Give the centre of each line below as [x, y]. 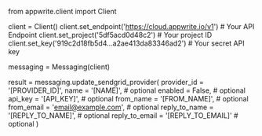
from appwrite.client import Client [62, 11]
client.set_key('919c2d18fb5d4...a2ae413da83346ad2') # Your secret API [126, 43]
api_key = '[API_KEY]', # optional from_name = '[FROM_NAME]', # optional [128, 99]
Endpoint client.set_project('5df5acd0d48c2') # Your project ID [110, 35]
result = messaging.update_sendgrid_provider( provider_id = [106, 82]
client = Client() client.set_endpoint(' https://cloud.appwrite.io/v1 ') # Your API [131, 26]
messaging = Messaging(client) [59, 67]
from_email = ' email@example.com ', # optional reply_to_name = [111, 107]
